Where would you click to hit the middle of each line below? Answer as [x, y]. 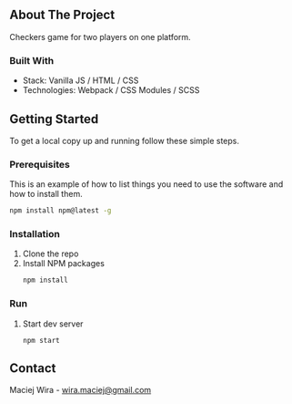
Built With [32, 60]
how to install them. [46, 194]
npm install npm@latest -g [60, 211]
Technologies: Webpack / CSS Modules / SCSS [111, 90]
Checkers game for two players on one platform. [100, 36]
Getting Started [54, 119]
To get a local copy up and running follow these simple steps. [124, 140]
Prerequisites [40, 164]
